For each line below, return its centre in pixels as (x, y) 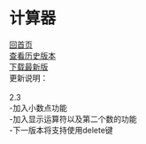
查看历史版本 (32, 55)
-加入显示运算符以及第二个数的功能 (73, 119)
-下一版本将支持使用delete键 (61, 130)
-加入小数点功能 (38, 108)
